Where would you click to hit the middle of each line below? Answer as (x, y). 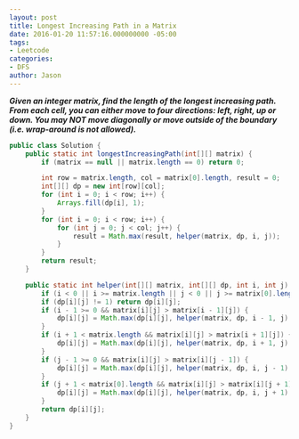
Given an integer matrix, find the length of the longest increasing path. (143, 101)
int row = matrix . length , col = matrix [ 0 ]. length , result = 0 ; (161, 178)
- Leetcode (29, 51)
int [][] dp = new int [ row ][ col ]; (103, 187)
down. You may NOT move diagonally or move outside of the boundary (143, 119)
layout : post (33, 17)
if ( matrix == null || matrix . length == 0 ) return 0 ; (143, 162)
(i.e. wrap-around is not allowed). (73, 129)
